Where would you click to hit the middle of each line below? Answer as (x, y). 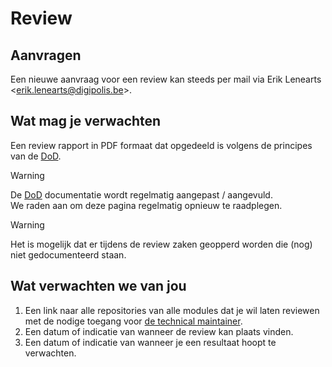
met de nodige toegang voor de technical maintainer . (133, 321)
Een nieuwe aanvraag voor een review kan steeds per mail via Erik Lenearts (166, 79)
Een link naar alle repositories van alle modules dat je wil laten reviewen (172, 310)
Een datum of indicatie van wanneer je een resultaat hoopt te (150, 342)
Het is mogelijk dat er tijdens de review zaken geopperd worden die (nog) (161, 244)
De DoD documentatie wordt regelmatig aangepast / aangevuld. (141, 194)
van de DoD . (36, 156)
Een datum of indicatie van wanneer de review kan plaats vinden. (159, 331)
